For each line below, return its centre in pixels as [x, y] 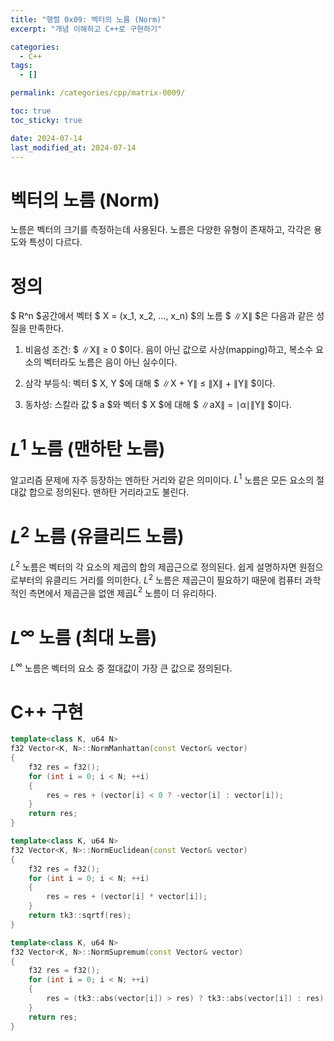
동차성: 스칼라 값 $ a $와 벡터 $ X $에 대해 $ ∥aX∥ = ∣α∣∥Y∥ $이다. [158, 405]
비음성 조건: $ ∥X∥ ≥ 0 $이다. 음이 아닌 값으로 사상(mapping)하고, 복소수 [169, 350]
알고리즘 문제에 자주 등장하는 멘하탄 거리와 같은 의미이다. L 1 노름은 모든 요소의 [162, 479]
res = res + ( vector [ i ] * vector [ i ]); [127, 897]
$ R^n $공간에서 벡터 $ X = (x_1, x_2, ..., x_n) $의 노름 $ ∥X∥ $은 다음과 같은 [162, 316]
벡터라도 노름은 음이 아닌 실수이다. [110, 362]
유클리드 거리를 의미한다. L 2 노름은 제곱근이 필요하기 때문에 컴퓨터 [173, 579]
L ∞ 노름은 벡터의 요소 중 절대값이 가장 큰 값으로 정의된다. [121, 667]
